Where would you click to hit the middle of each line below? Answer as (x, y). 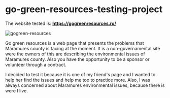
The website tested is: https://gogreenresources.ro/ (61, 23)
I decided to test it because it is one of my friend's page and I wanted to (80, 74)
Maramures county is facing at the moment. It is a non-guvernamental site (83, 48)
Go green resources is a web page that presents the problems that (75, 43)
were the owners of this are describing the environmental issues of (75, 54)
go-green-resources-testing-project (84, 9)
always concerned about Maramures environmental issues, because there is (85, 85)
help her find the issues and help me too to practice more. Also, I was (78, 80)
